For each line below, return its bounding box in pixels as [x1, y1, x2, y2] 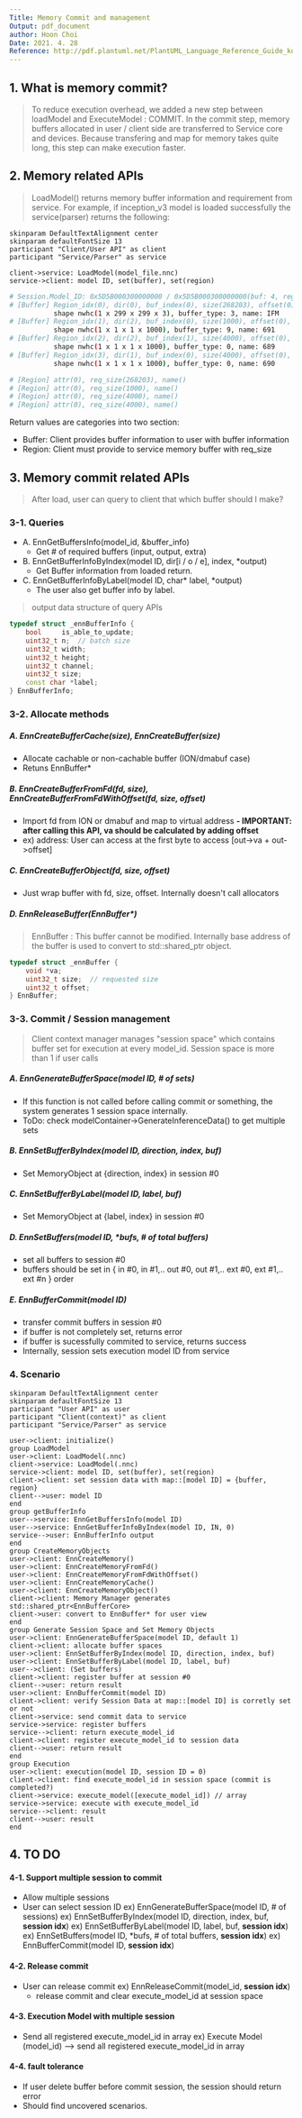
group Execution [9, 1759, 70, 1768]
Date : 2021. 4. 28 [9, 38, 78, 48]
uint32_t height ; [25, 653, 91, 662]
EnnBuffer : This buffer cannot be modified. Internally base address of [31, 930, 291, 942]
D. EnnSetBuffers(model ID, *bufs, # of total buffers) [9, 1232, 209, 1243]
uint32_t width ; [25, 644, 87, 653]
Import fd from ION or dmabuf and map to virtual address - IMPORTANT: [22, 815, 292, 826]
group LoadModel [9, 1444, 70, 1453]
